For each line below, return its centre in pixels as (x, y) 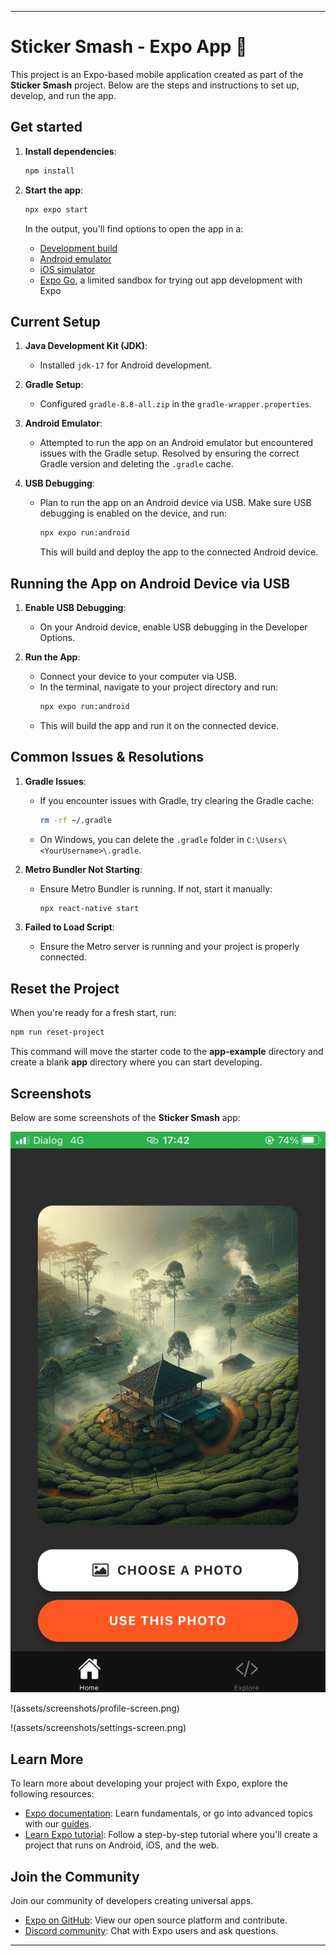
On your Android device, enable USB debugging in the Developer (173, 627)
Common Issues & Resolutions (107, 757)
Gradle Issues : (55, 781)
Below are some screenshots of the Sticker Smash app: (125, 1117)
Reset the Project (65, 988)
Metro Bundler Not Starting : (83, 869)
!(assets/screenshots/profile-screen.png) (95, 1708)
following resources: (52, 1794)
